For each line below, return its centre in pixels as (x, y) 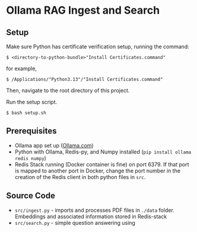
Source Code (31, 196)
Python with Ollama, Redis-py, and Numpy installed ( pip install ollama (103, 152)
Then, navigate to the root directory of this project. (68, 90)
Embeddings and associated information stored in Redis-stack (91, 216)
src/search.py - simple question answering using (75, 222)
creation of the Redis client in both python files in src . (80, 177)
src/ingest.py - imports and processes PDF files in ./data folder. (95, 210)
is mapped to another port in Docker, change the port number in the (98, 171)
